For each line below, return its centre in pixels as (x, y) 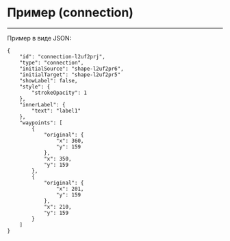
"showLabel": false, (49, 80)
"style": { (35, 87)
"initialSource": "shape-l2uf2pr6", (72, 69)
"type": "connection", (52, 62)
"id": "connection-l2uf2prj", (63, 56)
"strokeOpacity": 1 (60, 93)
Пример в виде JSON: (39, 38)
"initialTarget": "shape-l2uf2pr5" (70, 74)
